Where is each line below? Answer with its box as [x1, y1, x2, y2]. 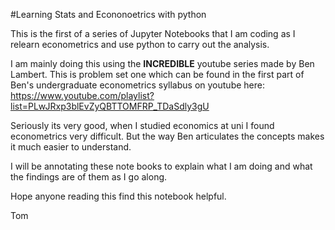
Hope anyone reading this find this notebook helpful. [10, 190, 227, 202]
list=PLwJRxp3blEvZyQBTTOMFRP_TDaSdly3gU [10, 100, 210, 112]
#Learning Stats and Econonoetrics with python [10, 9, 207, 20]
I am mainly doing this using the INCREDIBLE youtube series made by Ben [10, 58, 315, 69]
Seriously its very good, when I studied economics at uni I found [10, 120, 275, 131]
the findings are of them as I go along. [10, 171, 168, 183]
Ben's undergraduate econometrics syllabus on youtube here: [10, 79, 265, 91]
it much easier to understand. [10, 141, 132, 153]
